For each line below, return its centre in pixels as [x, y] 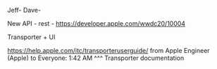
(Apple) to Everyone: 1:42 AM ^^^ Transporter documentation [96, 58]
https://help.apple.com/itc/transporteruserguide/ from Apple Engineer [108, 51]
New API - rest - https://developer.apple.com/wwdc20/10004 [96, 23]
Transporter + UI [31, 37]
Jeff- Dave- [24, 10]
